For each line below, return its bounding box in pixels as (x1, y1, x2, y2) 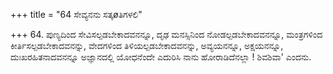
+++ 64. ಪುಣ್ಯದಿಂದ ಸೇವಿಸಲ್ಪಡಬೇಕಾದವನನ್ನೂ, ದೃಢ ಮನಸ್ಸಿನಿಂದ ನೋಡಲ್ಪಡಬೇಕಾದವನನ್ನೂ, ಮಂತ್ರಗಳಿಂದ (10, 29, 323, 40)
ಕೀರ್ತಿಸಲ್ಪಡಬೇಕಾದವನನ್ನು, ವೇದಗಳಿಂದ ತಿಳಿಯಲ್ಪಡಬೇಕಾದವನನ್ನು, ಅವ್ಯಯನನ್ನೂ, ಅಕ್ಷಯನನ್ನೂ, (10, 40, 284, 51)
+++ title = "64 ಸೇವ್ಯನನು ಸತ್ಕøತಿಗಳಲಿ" (10, 9, 143, 20)
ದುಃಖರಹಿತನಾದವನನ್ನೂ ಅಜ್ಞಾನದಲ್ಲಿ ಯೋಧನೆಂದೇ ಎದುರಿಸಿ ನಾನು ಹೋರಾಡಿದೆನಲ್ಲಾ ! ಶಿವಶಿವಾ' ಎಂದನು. (10, 51, 312, 63)
